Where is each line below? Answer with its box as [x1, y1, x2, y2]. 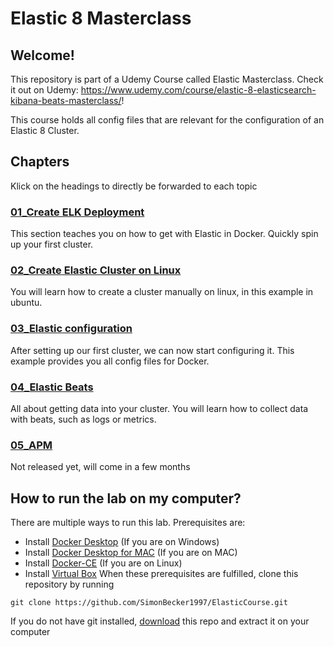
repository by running [24, 578, 115, 591]
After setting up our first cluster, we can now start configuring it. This [10, 344, 295, 356]
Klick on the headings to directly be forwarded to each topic [10, 180, 258, 192]
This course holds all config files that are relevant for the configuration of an [10, 114, 325, 126]
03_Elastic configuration [10, 322, 133, 336]
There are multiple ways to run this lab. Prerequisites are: [10, 517, 246, 529]
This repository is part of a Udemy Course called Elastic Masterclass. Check [10, 73, 324, 85]
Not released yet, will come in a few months [10, 461, 191, 473]
